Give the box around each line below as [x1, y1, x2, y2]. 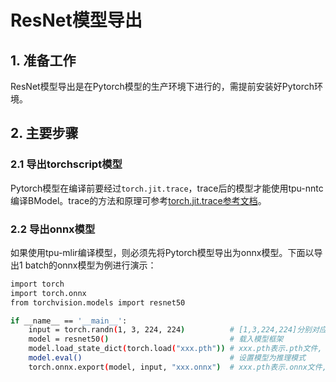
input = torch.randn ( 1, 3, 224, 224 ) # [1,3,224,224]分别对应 [28, 325, 327, 335]
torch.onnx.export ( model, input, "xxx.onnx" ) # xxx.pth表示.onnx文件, [28, 362, 327, 372]
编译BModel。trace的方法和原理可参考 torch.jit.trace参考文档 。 [10, 194, 267, 206]
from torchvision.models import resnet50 [10, 297, 186, 308]
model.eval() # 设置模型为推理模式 [28, 353, 307, 363]
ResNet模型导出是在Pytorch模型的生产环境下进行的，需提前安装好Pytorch [10, 81, 315, 92]
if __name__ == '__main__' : [10, 316, 128, 326]
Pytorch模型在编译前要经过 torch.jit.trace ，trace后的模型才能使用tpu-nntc [10, 182, 324, 194]
